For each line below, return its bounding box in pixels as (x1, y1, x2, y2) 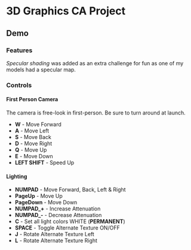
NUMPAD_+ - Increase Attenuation (14, 205, 101, 212)
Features (6, 46, 33, 55)
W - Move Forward (14, 121, 61, 128)
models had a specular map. (6, 66, 76, 73)
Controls (6, 81, 32, 89)
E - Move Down (14, 153, 54, 159)
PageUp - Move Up (14, 192, 63, 200)
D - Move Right (14, 140, 53, 147)
